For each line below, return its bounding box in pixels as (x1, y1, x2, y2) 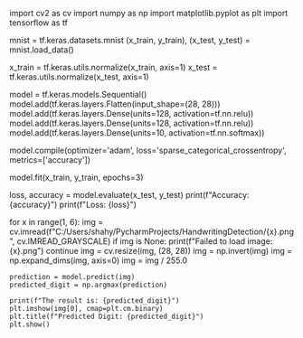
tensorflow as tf (9, 17, 68, 28)
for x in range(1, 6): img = (9, 217, 104, 227)
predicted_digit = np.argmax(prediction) (9, 280, 168, 289)
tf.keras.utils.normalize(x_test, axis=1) (9, 71, 149, 82)
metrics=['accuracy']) (9, 155, 91, 165)
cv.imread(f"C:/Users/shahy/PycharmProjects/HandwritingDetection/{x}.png (9, 226, 294, 237)
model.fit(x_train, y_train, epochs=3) (9, 172, 144, 183)
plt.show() (9, 320, 51, 329)
